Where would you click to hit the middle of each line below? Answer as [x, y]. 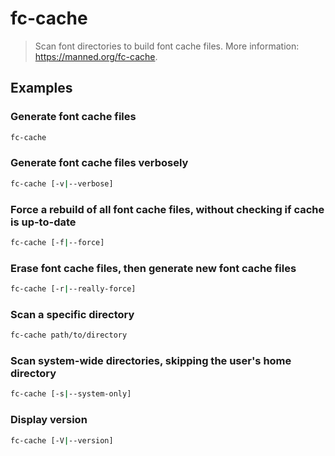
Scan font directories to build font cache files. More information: [167, 46]
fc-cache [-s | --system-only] [71, 394]
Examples [41, 88]
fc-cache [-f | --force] [57, 242]
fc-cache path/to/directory [69, 335]
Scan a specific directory [72, 314]
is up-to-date [43, 222]
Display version [49, 420]
